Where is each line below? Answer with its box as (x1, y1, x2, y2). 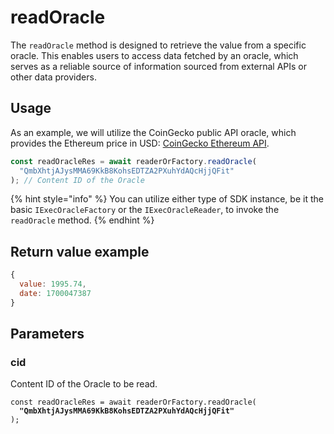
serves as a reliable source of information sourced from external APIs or (10, 60, 308, 72)
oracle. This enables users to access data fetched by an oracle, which (10, 49, 299, 61)
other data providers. (10, 71, 97, 83)
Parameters (10, 326, 85, 343)
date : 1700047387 (19, 288, 92, 298)
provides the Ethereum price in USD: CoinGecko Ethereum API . (10, 137, 270, 149)
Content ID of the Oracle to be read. (10, 378, 158, 390)
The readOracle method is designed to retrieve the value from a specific (10, 39, 307, 51)
